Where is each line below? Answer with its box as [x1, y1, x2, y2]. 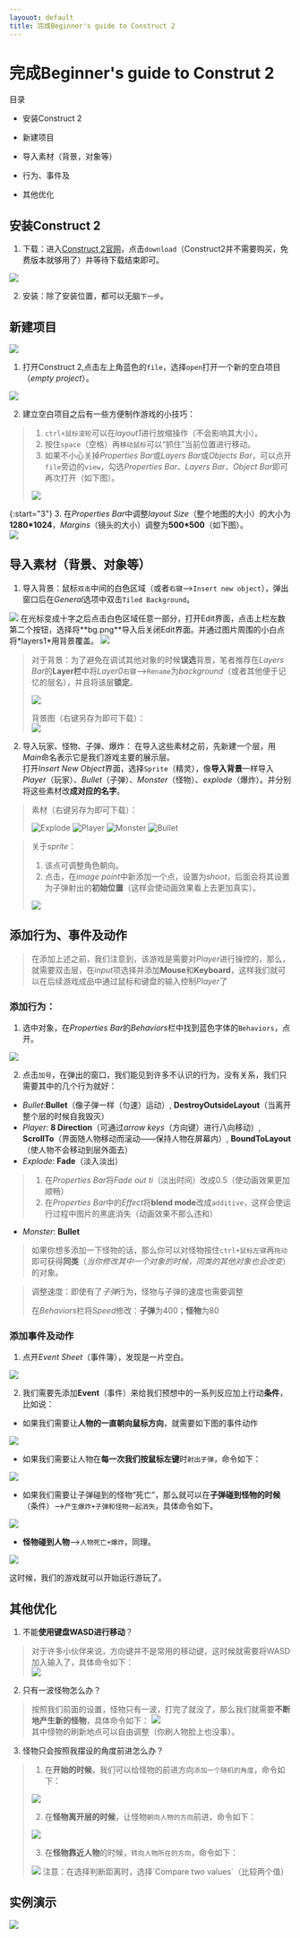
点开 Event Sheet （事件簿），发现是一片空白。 [21, 1352, 189, 1363]
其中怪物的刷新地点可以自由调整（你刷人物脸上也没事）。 [30, 1727, 240, 1737]
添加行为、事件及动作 [9, 928, 127, 943]
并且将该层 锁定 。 [74, 676, 138, 687]
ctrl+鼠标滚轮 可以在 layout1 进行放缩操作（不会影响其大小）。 [44, 427, 263, 439]
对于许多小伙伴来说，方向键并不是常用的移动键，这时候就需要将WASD [30, 1646, 291, 1657]
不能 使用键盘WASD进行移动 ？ [21, 1627, 133, 1638]
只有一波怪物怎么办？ [21, 1685, 101, 1696]
